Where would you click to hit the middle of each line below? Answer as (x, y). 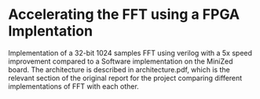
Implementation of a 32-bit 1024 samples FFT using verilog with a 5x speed (130, 53)
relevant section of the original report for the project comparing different (125, 78)
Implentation (50, 31)
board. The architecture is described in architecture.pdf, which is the (119, 69)
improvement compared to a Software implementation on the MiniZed (121, 61)
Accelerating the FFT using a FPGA (124, 15)
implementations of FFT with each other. (73, 86)
